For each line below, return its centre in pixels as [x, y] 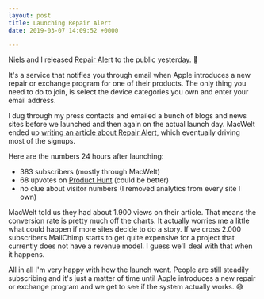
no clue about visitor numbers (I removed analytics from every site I [130, 189]
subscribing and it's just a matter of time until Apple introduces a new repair [132, 278]
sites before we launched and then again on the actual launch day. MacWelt [132, 125]
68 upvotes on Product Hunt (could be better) [94, 180]
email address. [33, 101]
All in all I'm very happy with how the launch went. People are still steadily [129, 270]
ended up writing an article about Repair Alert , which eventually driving [124, 132]
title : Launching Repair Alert [60, 23]
